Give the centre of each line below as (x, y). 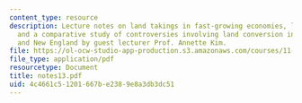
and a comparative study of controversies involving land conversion (150, 34)
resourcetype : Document (54, 68)
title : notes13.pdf (46, 76)
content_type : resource (54, 17)
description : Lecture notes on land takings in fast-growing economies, (148, 26)
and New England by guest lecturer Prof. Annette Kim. (122, 43)
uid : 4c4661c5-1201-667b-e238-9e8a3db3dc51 (92, 84)
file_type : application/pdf (62, 59)
